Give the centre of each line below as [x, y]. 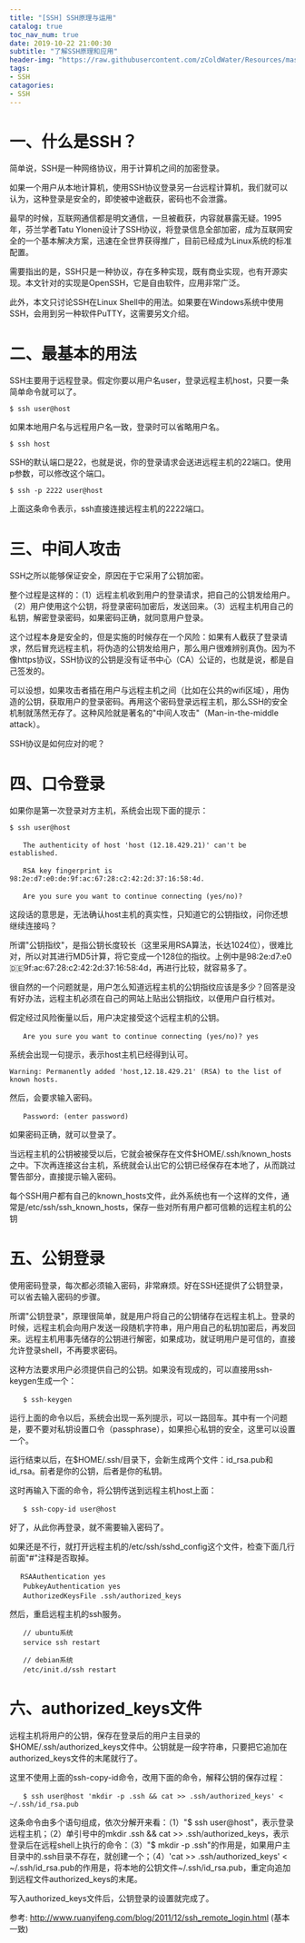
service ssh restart [61, 1643]
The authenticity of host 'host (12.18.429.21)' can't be [134, 845]
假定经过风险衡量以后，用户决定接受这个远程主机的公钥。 [117, 1018]
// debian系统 [48, 1661]
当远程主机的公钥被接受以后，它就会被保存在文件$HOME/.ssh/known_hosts [151, 1154]
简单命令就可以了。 [45, 392]
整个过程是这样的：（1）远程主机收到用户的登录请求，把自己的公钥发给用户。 [152, 595]
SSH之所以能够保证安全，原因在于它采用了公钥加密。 [109, 576]
